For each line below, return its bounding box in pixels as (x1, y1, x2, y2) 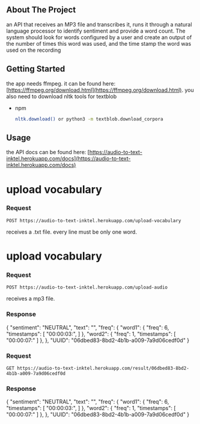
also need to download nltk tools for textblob (6, 93, 117, 100)
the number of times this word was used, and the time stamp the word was (6, 40, 192, 47)
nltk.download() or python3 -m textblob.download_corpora (14, 116, 163, 122)
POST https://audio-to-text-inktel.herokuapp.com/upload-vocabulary (6, 217, 181, 223)
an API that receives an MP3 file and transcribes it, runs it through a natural (6, 20, 192, 28)
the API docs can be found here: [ (6, 149, 90, 156)
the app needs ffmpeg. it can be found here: (6, 79, 116, 87)
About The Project (6, 5, 76, 15)
